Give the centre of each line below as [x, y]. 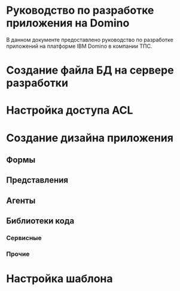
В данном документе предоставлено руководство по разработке [90, 40]
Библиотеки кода [40, 221]
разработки [37, 83]
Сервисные [24, 238]
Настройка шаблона [60, 279]
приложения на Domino [68, 23]
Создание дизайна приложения [90, 138]
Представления [37, 180]
